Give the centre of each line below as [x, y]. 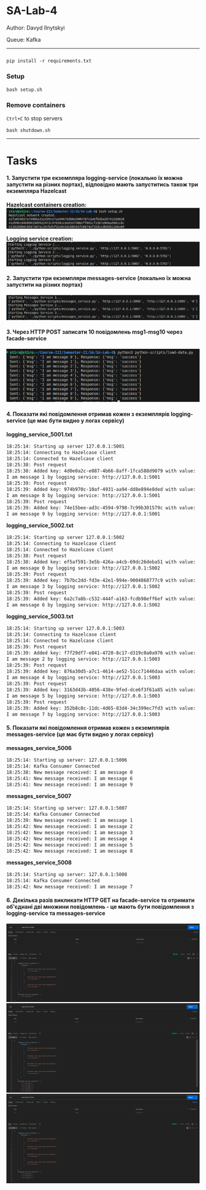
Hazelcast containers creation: [47, 205]
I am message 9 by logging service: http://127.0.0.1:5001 [83, 514]
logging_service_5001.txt [39, 434]
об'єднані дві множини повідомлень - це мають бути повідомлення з [100, 907]
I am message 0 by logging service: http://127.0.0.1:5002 [83, 568]
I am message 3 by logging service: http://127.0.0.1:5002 [83, 586]
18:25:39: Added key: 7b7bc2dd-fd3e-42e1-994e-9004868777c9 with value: [101, 580]
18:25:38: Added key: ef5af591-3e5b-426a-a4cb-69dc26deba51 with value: [101, 562]
